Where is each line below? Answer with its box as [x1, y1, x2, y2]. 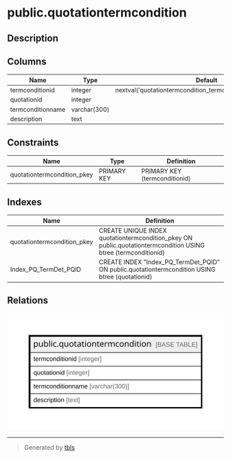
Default [195, 76, 218, 84]
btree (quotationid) [98, 272, 153, 281]
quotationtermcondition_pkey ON [98, 234, 193, 242]
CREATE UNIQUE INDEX [98, 226, 167, 235]
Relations [7, 295, 49, 306]
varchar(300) [71, 105, 110, 113]
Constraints [7, 137, 59, 148]
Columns [7, 55, 47, 67]
